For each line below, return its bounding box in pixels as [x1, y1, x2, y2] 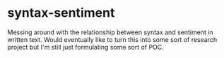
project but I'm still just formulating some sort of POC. [7, 43, 164, 51]
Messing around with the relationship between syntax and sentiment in [7, 28, 213, 36]
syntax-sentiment [7, 5, 115, 21]
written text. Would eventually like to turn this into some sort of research [7, 35, 218, 43]
